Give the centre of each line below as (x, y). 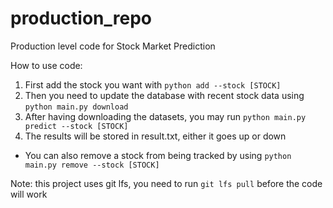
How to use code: (46, 65)
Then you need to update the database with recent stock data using (164, 95)
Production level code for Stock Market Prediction (113, 46)
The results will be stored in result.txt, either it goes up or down (155, 136)
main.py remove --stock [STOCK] (92, 165)
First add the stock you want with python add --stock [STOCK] (153, 84)
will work (29, 194)
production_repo (81, 18)
